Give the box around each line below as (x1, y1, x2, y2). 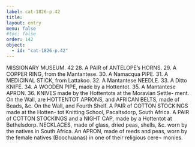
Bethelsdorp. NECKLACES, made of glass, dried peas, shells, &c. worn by (6, 121, 188, 128)
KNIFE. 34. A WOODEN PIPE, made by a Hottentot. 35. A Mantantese (6, 83, 176, 90)
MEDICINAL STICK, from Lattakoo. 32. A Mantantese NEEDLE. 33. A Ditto (6, 76, 187, 84)
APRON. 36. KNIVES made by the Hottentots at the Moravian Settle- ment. (6, 89, 190, 96)
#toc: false (6, 31, 36, 37)
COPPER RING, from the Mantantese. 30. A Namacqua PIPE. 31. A (6, 70, 169, 78)
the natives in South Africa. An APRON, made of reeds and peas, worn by (6, 127, 188, 134)
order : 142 (6, 36, 34, 42)
